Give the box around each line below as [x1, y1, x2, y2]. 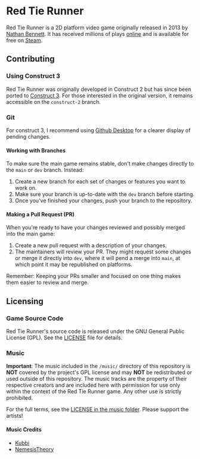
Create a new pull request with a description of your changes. [14, 242, 167, 249]
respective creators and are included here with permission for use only [6, 381, 180, 389]
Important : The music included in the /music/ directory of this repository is [6, 363, 191, 370]
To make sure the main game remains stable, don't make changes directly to [6, 160, 194, 167]
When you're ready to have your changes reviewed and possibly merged [6, 224, 185, 231]
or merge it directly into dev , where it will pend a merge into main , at [14, 255, 180, 262]
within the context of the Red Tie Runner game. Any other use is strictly [6, 388, 182, 395]
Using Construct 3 [6, 72, 61, 80]
